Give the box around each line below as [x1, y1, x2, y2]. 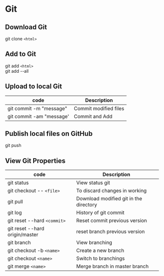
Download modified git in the [76, 195, 143, 202]
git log [7, 209, 22, 216]
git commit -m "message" [7, 105, 67, 112]
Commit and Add [74, 113, 113, 120]
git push [5, 143, 22, 149]
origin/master [7, 231, 39, 238]
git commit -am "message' [7, 113, 69, 120]
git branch [7, 239, 31, 246]
